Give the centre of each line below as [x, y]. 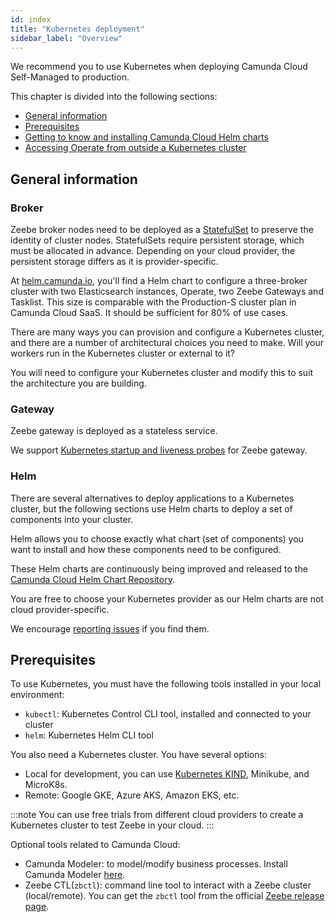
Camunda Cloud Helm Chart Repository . [92, 579]
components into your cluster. [72, 519]
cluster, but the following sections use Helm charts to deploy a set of [151, 508]
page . [37, 907]
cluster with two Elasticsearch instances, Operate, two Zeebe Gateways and [167, 292]
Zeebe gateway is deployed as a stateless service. [114, 431]
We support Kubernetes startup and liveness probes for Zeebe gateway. [159, 450]
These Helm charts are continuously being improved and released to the [159, 568]
